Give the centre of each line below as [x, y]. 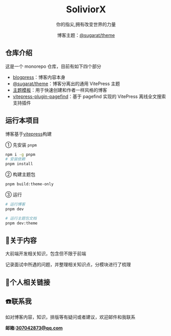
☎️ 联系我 [18, 301]
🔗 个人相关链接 [28, 282]
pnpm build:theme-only [29, 184]
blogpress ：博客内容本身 [39, 77]
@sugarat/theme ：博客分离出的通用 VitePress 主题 [66, 84]
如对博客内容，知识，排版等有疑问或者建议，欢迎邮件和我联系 [70, 317]
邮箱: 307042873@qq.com [34, 328]
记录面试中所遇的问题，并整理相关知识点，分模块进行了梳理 [68, 265]
